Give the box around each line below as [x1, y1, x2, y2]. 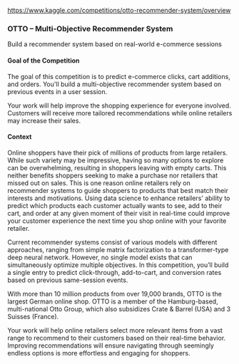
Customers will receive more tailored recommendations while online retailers [7, 108, 233, 117]
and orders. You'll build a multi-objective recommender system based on [7, 80, 222, 88]
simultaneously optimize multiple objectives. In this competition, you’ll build [7, 260, 229, 269]
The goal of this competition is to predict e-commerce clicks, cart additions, [7, 72, 230, 80]
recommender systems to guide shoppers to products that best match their [7, 186, 228, 194]
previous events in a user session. [7, 87, 108, 95]
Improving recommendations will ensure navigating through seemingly [7, 341, 214, 350]
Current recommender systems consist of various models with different [7, 238, 218, 246]
